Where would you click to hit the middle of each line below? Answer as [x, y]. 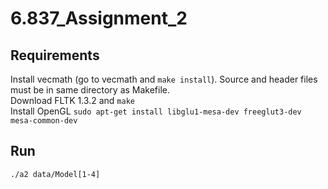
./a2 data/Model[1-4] [55, 174]
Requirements [55, 55]
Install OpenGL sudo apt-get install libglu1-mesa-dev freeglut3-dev [156, 111]
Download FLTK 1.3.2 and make [72, 100]
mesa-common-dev [44, 121]
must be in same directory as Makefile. [90, 90]
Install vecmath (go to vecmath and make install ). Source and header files [164, 79]
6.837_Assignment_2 [99, 18]
